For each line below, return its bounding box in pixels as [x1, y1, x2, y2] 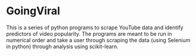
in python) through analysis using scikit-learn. [6, 43, 119, 50]
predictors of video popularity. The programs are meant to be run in [6, 30, 172, 37]
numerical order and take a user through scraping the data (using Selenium [6, 36, 191, 43]
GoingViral [6, 4, 61, 18]
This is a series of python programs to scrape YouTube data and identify [6, 24, 183, 31]
